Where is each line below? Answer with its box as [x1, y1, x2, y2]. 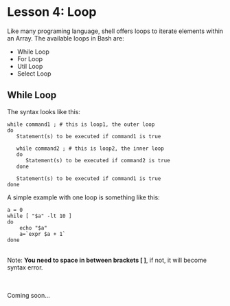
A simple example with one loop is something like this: [7, 193, 160, 201]
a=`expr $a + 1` [19, 230, 67, 237]
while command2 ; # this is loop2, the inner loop [16, 145, 165, 152]
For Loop [16, 54, 43, 63]
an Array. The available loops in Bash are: [7, 34, 125, 42]
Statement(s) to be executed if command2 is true [25, 157, 170, 164]
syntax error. [7, 263, 43, 272]
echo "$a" [19, 224, 48, 231]
